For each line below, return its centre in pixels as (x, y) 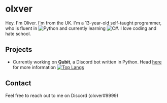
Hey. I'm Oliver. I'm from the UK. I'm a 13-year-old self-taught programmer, (83, 23)
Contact (18, 83)
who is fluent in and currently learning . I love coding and (81, 28)
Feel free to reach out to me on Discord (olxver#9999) (62, 95)
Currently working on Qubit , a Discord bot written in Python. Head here (87, 62)
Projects (19, 49)
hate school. (18, 33)
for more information (34, 67)
